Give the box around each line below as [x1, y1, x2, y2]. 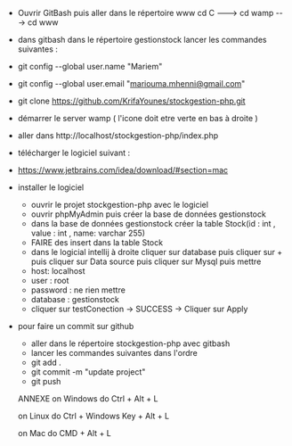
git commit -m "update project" [30, 367, 146, 377]
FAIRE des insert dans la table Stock [30, 237, 163, 248]
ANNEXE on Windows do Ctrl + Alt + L [17, 393, 158, 404]
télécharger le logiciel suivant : [17, 147, 131, 158]
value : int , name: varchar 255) [30, 227, 145, 238]
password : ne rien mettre [30, 285, 126, 295]
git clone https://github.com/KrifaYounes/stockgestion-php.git [17, 95, 247, 106]
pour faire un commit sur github [17, 321, 134, 331]
